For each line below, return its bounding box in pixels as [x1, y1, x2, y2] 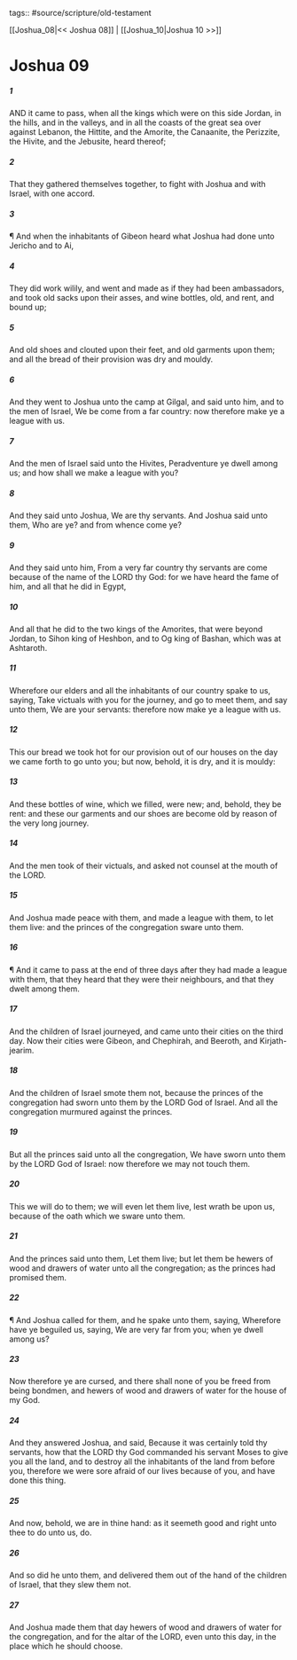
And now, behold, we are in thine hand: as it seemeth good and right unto [9, 1518, 277, 1529]
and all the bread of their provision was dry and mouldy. [9, 354, 214, 364]
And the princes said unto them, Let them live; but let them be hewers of [9, 1253, 273, 1264]
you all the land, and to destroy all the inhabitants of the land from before [9, 1456, 276, 1467]
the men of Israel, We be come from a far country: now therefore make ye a [9, 406, 285, 416]
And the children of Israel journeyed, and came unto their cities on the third [9, 1026, 284, 1037]
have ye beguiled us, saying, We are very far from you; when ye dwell [9, 1324, 264, 1335]
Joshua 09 [9, 56, 90, 76]
